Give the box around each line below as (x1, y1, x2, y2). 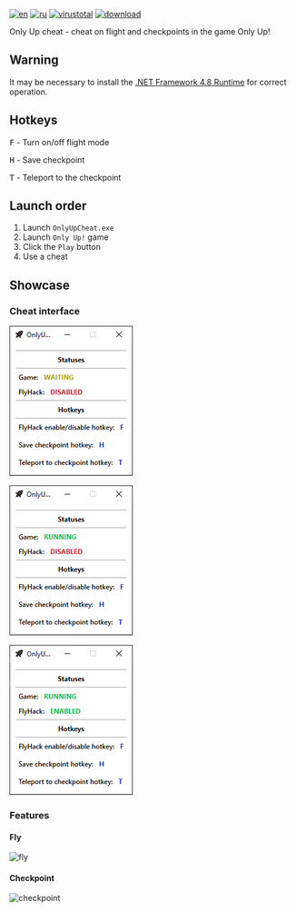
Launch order (9, 198, 87, 213)
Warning (9, 53, 59, 68)
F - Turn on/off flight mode (9, 136, 110, 147)
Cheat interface (9, 304, 80, 317)
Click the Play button (22, 242, 102, 253)
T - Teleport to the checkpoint (9, 172, 122, 183)
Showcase (9, 277, 71, 292)
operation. (9, 86, 48, 97)
